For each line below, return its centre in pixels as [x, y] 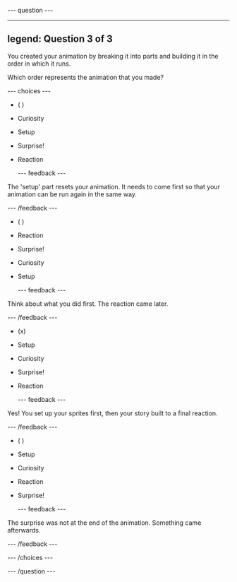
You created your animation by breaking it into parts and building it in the [113, 56]
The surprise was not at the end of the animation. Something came [104, 523]
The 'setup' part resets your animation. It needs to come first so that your [114, 186]
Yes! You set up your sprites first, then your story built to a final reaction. [113, 413]
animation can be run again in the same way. [72, 194]
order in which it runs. [39, 64]
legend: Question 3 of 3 [60, 39]
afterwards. [24, 530]
